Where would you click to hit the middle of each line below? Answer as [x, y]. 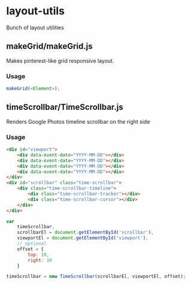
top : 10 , [39, 255]
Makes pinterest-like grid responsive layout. [60, 60]
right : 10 [40, 260]
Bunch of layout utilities [35, 27]
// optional [32, 244]
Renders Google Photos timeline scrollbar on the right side [78, 121]
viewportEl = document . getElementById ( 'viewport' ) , [83, 238]
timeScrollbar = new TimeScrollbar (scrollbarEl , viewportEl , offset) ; [96, 277]
